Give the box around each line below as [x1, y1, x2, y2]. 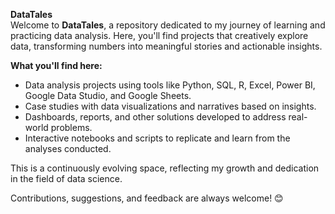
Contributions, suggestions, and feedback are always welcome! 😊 [10, 192, 284, 204]
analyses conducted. [24, 143, 112, 154]
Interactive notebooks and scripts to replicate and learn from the [24, 132, 291, 144]
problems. [50, 122, 93, 133]
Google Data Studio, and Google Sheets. [24, 90, 192, 101]
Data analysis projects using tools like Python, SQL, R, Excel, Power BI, [24, 79, 316, 91]
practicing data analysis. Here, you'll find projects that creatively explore [10, 30, 309, 41]
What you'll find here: [10, 60, 103, 71]
